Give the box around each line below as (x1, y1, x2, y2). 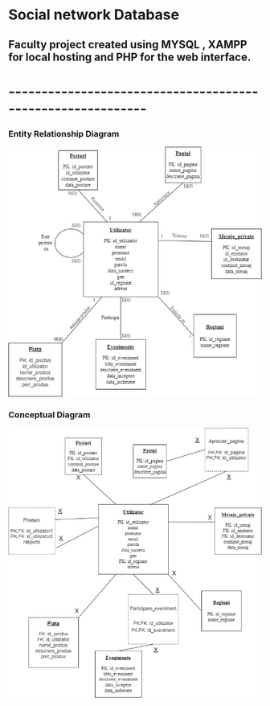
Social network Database (8, 6, 179, 24)
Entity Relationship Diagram (8, 128, 120, 139)
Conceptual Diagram (8, 408, 91, 420)
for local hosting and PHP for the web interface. (8, 50, 252, 64)
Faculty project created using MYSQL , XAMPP (8, 38, 247, 51)
